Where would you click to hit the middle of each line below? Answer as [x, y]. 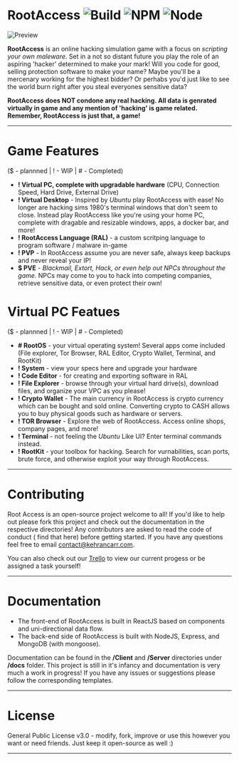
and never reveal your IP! [54, 260]
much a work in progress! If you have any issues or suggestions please [111, 673]
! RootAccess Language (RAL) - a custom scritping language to [111, 237]
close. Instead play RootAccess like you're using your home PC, [111, 214]
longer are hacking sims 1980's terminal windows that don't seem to [118, 207]
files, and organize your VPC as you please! [81, 390]
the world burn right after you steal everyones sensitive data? [97, 86]
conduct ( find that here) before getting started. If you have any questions [115, 537]
